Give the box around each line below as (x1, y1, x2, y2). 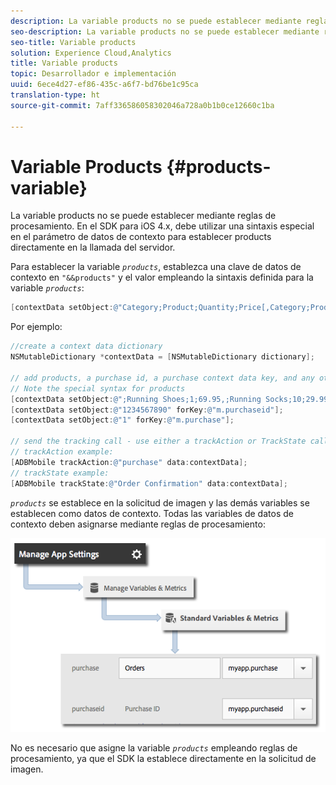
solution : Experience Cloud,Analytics (10, 48, 172, 58)
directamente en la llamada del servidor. (10, 241, 176, 254)
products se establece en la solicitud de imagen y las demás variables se (10, 496, 310, 509)
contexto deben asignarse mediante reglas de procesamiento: (10, 518, 266, 530)
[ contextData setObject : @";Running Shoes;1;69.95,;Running (10, 394, 262, 404)
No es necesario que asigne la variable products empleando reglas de (10, 741, 298, 754)
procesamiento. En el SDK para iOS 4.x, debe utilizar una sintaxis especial (10, 220, 315, 232)
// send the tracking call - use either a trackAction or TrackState (10, 436, 307, 447)
